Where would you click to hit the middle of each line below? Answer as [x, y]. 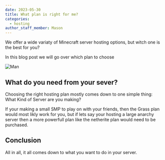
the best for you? [22, 48]
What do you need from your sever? [62, 82]
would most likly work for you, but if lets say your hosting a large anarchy [80, 114]
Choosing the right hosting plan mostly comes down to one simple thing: [79, 94]
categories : [17, 19]
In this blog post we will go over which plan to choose [60, 57]
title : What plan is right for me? [42, 14]
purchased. [17, 125]
